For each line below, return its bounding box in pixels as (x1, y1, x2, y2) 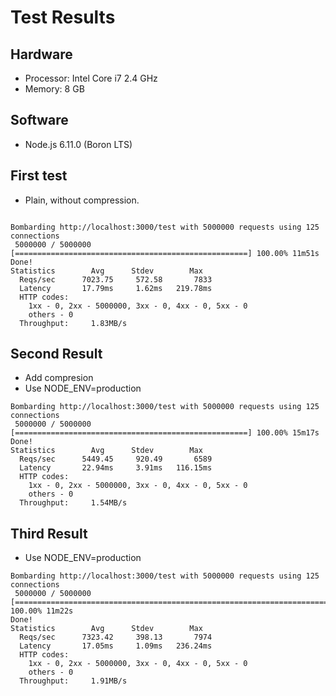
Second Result (10, 346, 103, 363)
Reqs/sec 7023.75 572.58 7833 (19, 274, 213, 285)
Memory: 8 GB (24, 83, 85, 95)
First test (10, 167, 68, 185)
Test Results (10, 6, 116, 29)
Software (10, 112, 69, 129)
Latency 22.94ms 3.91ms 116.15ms (19, 463, 213, 473)
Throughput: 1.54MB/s (19, 498, 128, 508)
